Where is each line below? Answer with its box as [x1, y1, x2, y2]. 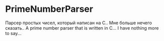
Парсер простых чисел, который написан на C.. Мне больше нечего [5, 20, 152, 26]
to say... [5, 30, 22, 36]
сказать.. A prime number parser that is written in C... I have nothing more [5, 25, 159, 31]
